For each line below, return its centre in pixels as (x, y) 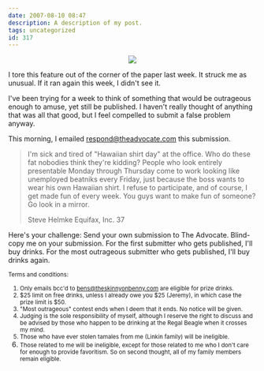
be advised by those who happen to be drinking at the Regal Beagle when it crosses (133, 323)
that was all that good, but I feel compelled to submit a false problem (119, 115)
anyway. (22, 124)
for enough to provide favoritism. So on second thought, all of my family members (130, 352)
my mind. (32, 330)
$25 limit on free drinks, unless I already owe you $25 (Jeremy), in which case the (130, 296)
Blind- (240, 235)
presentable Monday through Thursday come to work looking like (134, 171)
